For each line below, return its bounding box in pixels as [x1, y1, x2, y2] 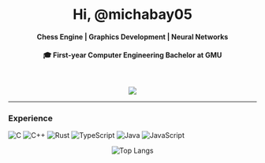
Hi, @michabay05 [72, 6, 193, 24]
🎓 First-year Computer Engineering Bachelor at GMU [43, 50, 222, 60]
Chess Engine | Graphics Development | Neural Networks [36, 31, 229, 41]
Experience [8, 113, 53, 124]
